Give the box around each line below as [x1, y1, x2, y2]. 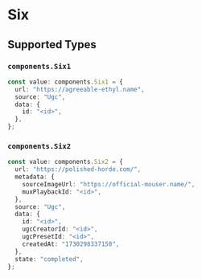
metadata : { [14, 173, 56, 182]
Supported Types [7, 38, 97, 51]
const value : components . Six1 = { [7, 78, 124, 86]
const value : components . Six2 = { [7, 158, 124, 166]
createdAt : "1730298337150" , [22, 239, 120, 248]
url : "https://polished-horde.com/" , [14, 166, 142, 174]
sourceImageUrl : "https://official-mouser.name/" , [22, 180, 196, 188]
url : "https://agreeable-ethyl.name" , [14, 85, 146, 93]
